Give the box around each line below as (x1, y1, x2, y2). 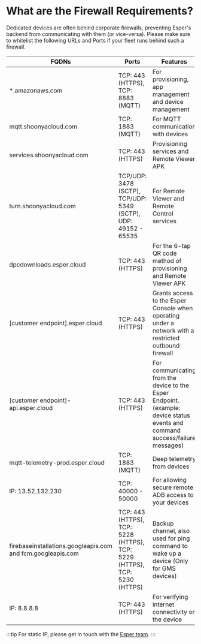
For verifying (152, 592, 188, 601)
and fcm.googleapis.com (9, 549, 79, 558)
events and (152, 418, 184, 427)
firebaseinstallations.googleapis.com (9, 541, 112, 550)
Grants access (152, 289, 193, 297)
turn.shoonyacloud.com (9, 202, 76, 210)
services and (152, 147, 189, 155)
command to (152, 541, 188, 550)
